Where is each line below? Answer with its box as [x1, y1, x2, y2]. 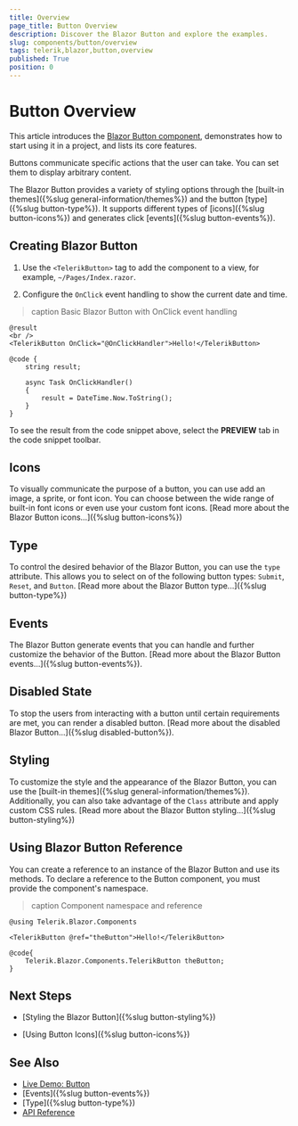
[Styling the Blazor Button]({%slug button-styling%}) [21, 1012, 216, 1023]
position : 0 [9, 63, 53, 72]
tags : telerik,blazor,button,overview [9, 46, 153, 55]
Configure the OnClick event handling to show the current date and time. [21, 289, 288, 300]
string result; [25, 362, 82, 371]
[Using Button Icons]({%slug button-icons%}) [21, 1029, 190, 1040]
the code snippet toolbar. [9, 434, 101, 445]
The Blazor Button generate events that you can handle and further [9, 639, 255, 651]
